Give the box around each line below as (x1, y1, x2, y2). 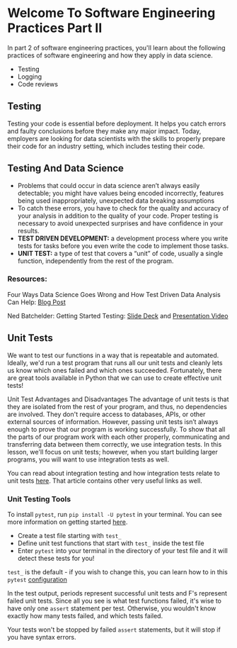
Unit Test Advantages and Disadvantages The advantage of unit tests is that (7, 395, 229, 403)
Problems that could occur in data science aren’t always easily (17, 181, 200, 189)
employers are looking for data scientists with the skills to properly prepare (7, 134, 226, 143)
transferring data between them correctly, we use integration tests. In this (7, 440, 222, 448)
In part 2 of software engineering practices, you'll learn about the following (7, 43, 226, 52)
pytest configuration (7, 575, 67, 583)
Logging (17, 72, 42, 81)
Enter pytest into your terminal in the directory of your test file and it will (17, 546, 228, 554)
